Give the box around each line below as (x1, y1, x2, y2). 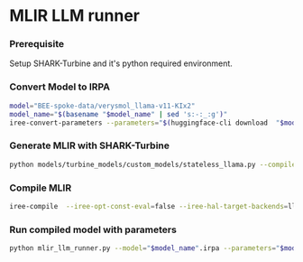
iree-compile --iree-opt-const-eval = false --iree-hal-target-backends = (9, 201, 289, 211)
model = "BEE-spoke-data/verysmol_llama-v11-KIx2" (9, 101, 196, 110)
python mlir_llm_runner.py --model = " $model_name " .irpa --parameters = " (9, 244, 280, 253)
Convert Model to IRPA (9, 80, 111, 93)
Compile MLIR (9, 182, 72, 194)
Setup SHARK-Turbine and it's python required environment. (9, 58, 233, 69)
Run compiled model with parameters (9, 223, 178, 236)
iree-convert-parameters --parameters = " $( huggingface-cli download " (9, 118, 280, 127)
